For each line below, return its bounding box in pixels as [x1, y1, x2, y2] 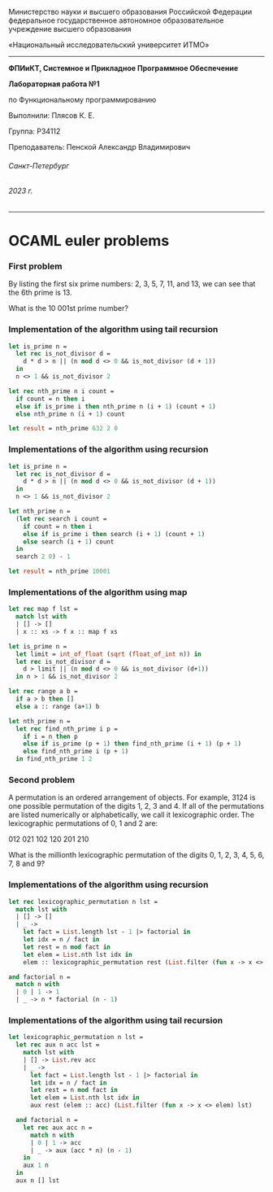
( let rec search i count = [15, 514, 107, 523]
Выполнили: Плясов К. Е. [8, 111, 95, 120]
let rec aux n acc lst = [15, 1041, 100, 1049]
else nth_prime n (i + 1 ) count [15, 410, 126, 418]
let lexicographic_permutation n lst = [8, 1033, 144, 1041]
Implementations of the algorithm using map [8, 586, 188, 597]
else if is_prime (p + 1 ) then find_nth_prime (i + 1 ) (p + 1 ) [23, 740, 242, 748]
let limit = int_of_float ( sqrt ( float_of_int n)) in [15, 650, 201, 658]
